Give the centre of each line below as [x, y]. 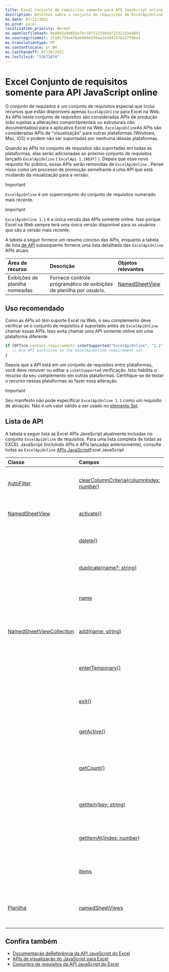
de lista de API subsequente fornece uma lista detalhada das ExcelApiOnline [84, 245]
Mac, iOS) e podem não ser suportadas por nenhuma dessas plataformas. [82, 139]
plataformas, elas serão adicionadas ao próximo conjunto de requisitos [78, 154]
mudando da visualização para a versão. [47, 175]
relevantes [131, 269]
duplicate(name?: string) [108, 567]
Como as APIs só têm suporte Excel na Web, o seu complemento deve [78, 320]
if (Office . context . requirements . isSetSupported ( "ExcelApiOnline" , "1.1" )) [86, 346]
